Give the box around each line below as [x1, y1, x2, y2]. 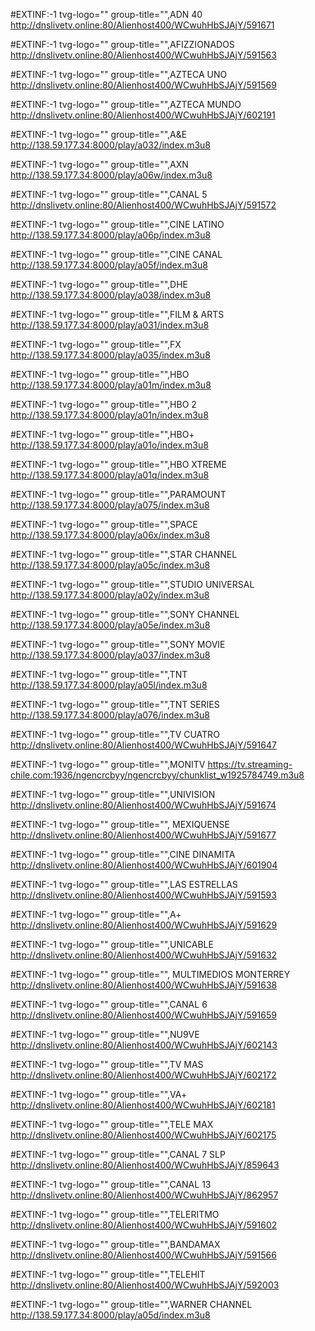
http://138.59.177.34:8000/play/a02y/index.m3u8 [10, 589, 210, 601]
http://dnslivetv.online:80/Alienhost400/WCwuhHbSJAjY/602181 [10, 1099, 276, 1111]
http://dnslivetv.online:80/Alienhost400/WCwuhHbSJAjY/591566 [10, 1249, 277, 1261]
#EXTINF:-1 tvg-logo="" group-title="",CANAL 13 [10, 1179, 212, 1190]
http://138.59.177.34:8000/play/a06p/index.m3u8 [10, 229, 212, 241]
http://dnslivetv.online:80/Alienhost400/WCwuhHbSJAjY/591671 [10, 19, 275, 31]
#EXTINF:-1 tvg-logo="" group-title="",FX [10, 339, 182, 350]
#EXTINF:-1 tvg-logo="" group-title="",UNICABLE [10, 939, 214, 950]
